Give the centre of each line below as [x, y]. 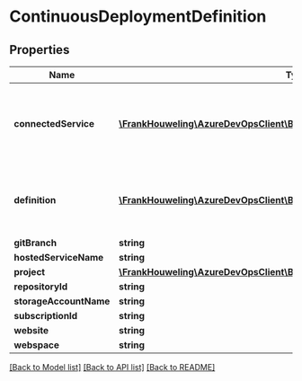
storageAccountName [62, 301]
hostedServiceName [59, 257]
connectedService [54, 124]
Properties [40, 50]
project [30, 272]
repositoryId [41, 287]
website [31, 330]
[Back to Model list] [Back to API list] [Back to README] [112, 367]
